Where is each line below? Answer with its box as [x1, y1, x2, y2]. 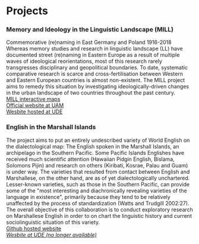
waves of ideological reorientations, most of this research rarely [6, 58, 162, 65]
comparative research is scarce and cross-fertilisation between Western [6, 70, 183, 78]
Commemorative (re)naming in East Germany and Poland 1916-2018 [6, 39, 172, 46]
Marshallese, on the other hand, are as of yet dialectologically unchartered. [6, 174, 190, 182]
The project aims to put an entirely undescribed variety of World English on [6, 137, 190, 144]
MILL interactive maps [6, 96, 61, 103]
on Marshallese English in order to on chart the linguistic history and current [6, 212, 192, 219]
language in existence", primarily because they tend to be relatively [6, 193, 170, 200]
